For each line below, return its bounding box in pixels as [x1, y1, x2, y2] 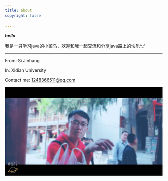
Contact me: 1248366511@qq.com [5, 77, 76, 83]
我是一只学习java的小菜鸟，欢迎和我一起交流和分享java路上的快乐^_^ [5, 43, 146, 49]
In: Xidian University [5, 67, 46, 73]
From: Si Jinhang [5, 58, 40, 64]
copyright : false [5, 13, 41, 18]
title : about [5, 8, 32, 13]
